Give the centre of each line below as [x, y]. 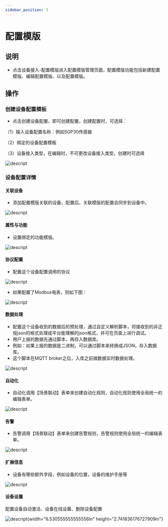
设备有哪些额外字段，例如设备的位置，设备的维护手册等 [70, 474]
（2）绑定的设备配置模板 [31, 142]
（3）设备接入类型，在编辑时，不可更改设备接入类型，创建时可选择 [75, 153]
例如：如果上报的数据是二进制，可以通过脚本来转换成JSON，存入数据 [85, 346]
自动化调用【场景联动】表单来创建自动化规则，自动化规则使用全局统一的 [87, 393]
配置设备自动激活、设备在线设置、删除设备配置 [54, 509]
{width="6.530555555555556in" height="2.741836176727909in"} [95, 519]
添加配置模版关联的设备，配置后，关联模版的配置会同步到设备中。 [81, 203]
